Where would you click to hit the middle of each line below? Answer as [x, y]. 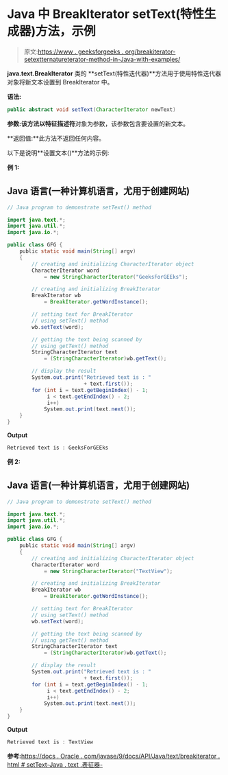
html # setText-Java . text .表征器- [55, 764]
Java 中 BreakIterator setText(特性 [106, 14]
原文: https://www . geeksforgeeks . [74, 51]
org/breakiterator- [150, 51]
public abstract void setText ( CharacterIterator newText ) [91, 109]
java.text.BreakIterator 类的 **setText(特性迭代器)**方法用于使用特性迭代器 [114, 73]
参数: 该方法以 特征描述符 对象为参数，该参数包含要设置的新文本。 [98, 124]
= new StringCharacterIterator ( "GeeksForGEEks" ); [116, 277]
